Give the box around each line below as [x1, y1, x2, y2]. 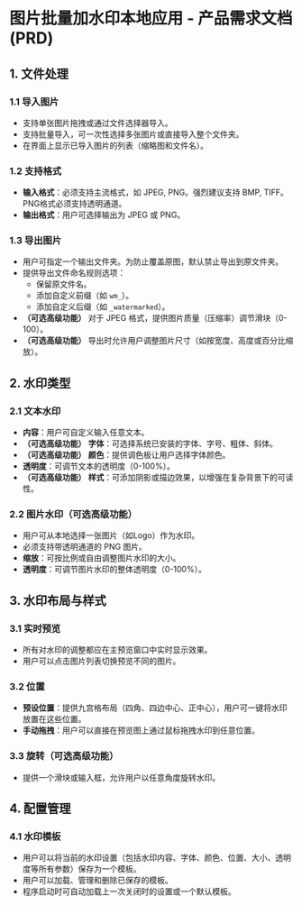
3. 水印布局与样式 [9, 592, 106, 608]
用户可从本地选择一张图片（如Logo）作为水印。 [22, 530, 200, 541]
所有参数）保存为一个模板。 [38, 864, 142, 874]
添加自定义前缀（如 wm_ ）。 [35, 290, 134, 301]
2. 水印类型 [9, 375, 71, 390]
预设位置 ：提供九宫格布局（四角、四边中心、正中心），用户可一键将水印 [22, 702, 288, 713]
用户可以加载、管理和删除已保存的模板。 [22, 875, 173, 886]
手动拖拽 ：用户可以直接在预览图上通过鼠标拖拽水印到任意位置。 [22, 725, 260, 736]
